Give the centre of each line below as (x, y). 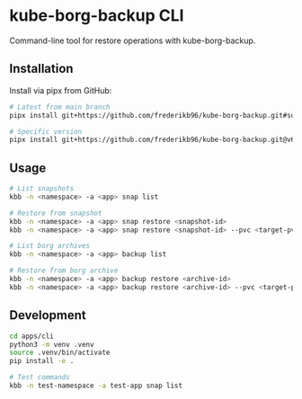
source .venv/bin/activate (60, 353)
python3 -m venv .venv (52, 344)
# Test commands (40, 377)
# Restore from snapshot (56, 213)
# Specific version (46, 131)
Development (48, 315)
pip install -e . (42, 361)
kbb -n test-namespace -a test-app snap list (96, 386)
